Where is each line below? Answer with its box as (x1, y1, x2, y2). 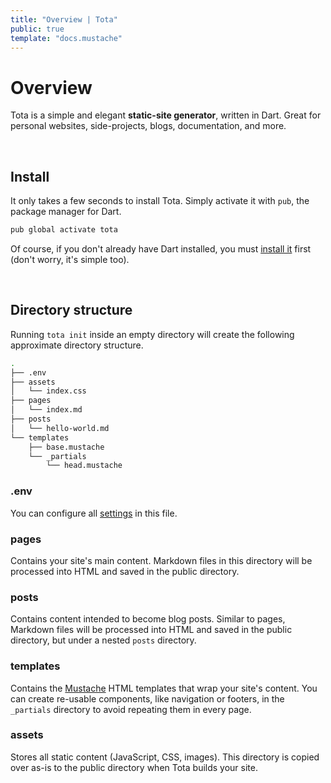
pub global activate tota (10, 225, 118, 235)
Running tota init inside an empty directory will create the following (10, 328, 295, 340)
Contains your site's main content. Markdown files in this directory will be (10, 554, 313, 566)
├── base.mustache (28, 442, 105, 452)
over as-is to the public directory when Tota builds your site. (10, 761, 258, 773)
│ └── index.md (10, 405, 83, 415)
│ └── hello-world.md (10, 423, 110, 433)
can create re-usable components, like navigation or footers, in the (10, 692, 285, 705)
